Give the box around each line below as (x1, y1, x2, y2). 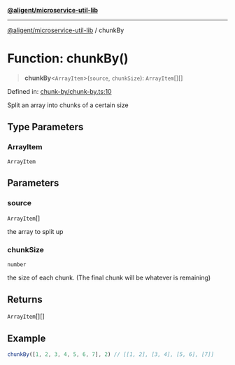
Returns (7, 294, 43, 305)
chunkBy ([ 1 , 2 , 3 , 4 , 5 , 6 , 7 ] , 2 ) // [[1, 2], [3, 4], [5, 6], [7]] (7, 351, 215, 358)
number (7, 261, 27, 268)
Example (7, 332, 46, 344)
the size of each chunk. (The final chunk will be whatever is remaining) (7, 273, 211, 282)
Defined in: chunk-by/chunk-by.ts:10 (7, 87, 112, 95)
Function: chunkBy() (7, 50, 129, 67)
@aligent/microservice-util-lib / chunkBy (7, 26, 124, 34)
